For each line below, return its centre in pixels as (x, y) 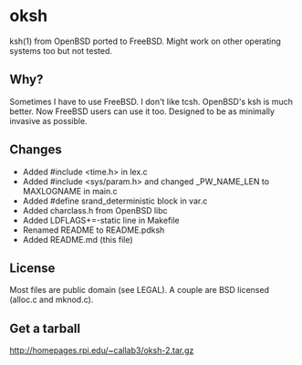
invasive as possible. (49, 120)
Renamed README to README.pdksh (94, 230)
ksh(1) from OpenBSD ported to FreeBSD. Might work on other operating (145, 41)
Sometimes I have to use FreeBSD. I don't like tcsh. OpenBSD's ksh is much (151, 101)
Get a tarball (45, 328)
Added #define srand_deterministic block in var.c (115, 201)
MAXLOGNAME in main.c (70, 191)
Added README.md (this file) (78, 239)
